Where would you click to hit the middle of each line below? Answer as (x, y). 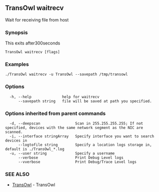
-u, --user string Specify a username (62, 153)
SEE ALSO (17, 174)
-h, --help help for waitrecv (54, 97)
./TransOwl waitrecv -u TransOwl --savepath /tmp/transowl (67, 75)
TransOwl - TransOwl (34, 185)
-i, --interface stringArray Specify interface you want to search (82, 136)
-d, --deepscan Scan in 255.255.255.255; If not (76, 124)
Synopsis (16, 32)
